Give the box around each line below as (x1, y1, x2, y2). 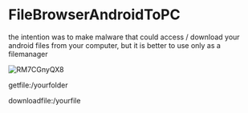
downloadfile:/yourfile (8, 95, 81, 105)
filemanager (8, 49, 48, 59)
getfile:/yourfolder (8, 80, 68, 90)
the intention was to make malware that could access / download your (8, 32, 240, 42)
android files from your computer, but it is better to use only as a (8, 40, 221, 50)
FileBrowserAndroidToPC (8, 6, 181, 24)
